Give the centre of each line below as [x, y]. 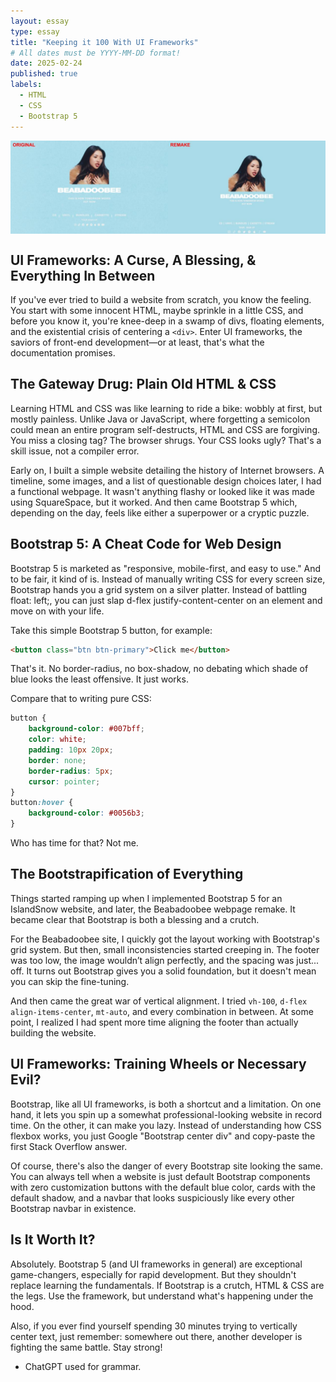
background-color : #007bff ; [86, 729]
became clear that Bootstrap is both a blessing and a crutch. [135, 919]
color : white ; [57, 740]
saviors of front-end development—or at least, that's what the [137, 342]
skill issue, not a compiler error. [75, 451]
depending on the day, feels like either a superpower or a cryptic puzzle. [160, 512]
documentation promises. [63, 352]
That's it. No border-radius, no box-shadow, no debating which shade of [159, 669]
